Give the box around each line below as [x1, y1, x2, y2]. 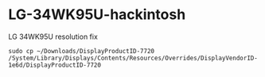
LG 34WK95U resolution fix [8, 32, 98, 41]
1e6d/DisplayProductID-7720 [8, 61, 102, 69]
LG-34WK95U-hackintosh [8, 6, 186, 24]
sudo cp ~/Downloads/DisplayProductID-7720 [8, 47, 155, 55]
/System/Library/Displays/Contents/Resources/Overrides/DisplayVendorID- [8, 54, 259, 62]
